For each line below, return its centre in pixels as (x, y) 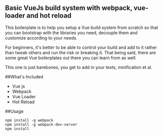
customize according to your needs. (41, 38)
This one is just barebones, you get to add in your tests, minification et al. (79, 67)
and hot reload (49, 16)
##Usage (14, 111)
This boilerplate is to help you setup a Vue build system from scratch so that (82, 27)
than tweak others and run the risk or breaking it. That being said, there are (81, 52)
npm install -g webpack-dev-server (41, 124)
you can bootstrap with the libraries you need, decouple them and (71, 33)
